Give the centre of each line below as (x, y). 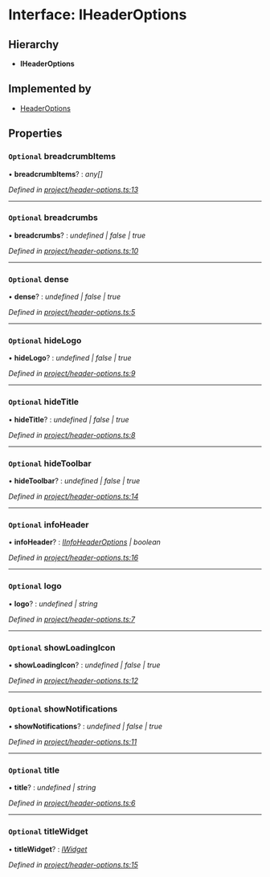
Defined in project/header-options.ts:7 (72, 619)
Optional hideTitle (43, 402)
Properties (35, 134)
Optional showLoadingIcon (62, 647)
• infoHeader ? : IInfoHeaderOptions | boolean (84, 542)
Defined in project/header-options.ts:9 (72, 373)
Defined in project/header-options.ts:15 (74, 864)
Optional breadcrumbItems (62, 157)
